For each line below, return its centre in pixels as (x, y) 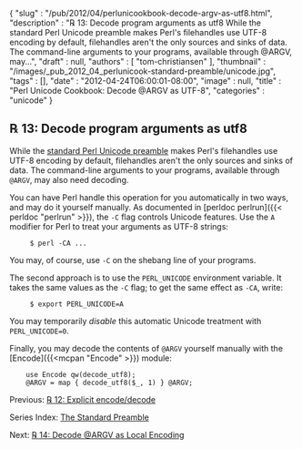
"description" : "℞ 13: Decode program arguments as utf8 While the (136, 23)
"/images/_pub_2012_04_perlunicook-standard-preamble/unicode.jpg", (142, 71)
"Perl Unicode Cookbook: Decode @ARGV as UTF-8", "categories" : (137, 91)
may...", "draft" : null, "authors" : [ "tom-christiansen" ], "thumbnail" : (138, 61)
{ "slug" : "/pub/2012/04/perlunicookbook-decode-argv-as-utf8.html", (141, 13)
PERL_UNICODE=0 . (40, 331)
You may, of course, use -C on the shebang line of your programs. (133, 260)
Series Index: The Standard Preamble (80, 417)
